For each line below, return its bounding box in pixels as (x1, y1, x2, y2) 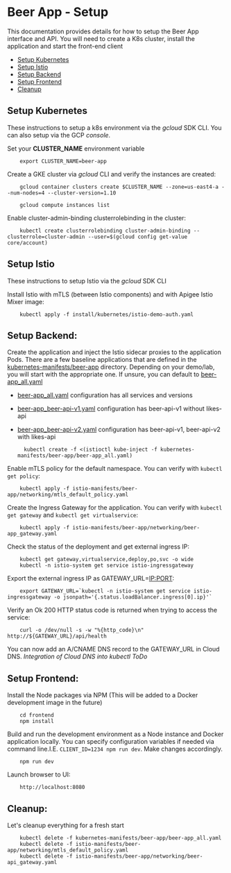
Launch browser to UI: (7, 770, 71, 779)
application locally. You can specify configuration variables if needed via (7, 738, 215, 746)
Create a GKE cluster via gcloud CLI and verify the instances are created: (7, 169, 216, 178)
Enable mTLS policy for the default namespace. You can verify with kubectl (7, 465, 223, 473)
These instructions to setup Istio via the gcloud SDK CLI (7, 276, 166, 285)
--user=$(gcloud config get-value (87, 233, 188, 240)
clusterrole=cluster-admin (7, 233, 85, 240)
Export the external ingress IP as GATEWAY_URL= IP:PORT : (7, 574, 175, 583)
